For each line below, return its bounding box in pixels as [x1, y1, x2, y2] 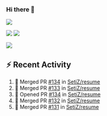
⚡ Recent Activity [6, 59, 72, 70]
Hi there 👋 [6, 5, 35, 14]
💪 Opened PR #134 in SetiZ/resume [14, 91, 101, 98]
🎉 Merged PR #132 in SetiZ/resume [14, 97, 100, 104]
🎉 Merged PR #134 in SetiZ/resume [14, 78, 100, 85]
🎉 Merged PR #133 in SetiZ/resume [14, 85, 100, 92]
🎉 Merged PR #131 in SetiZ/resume [14, 104, 99, 111]
